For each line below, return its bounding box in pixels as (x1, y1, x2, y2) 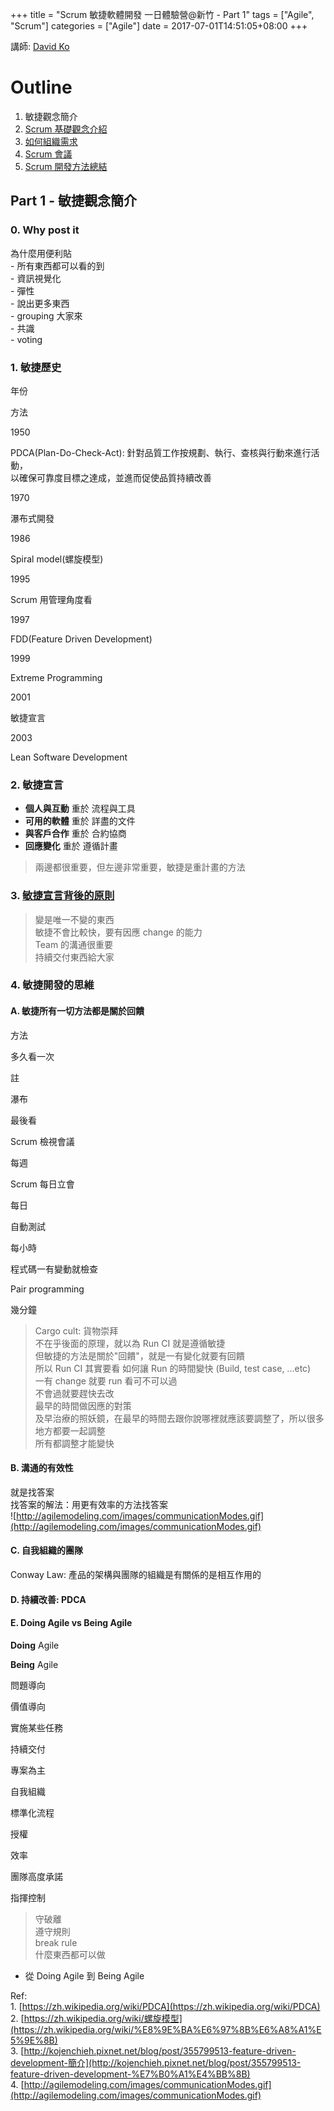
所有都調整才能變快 (34, 1437, 115, 1449)
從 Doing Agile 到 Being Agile (24, 1969, 145, 1982)
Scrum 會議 (24, 148, 73, 160)
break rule (34, 1936, 78, 1948)
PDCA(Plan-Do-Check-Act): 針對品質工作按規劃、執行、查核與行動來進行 (10, 446, 312, 458)
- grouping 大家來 (10, 309, 83, 322)
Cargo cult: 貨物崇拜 (34, 1324, 119, 1337)
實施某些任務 (10, 1721, 63, 1733)
